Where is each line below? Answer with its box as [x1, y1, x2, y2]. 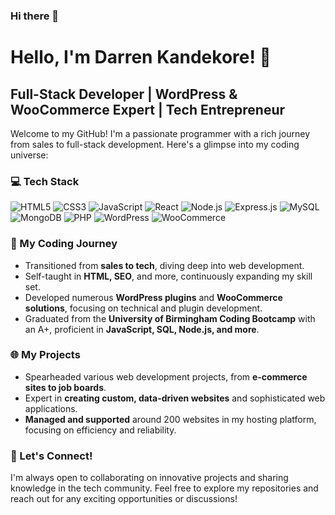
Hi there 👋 [10, 9, 60, 23]
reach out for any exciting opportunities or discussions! [10, 493, 238, 505]
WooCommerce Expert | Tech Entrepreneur [10, 101, 286, 118]
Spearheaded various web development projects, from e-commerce [24, 370, 308, 383]
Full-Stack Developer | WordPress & [10, 85, 238, 103]
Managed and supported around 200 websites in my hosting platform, [24, 413, 317, 425]
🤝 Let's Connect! [10, 449, 93, 463]
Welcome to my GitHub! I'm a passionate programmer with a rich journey [10, 127, 311, 139]
